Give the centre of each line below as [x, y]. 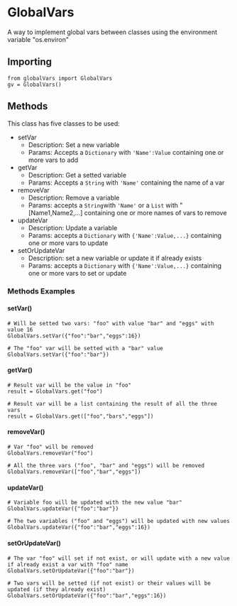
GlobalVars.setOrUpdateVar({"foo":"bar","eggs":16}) [87, 595]
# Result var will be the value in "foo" [70, 385]
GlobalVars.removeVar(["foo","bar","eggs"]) [74, 472]
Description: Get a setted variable [77, 175]
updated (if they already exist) [57, 589]
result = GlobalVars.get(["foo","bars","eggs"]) [81, 416]
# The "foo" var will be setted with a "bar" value [85, 348]
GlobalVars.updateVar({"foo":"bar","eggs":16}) [79, 527]
